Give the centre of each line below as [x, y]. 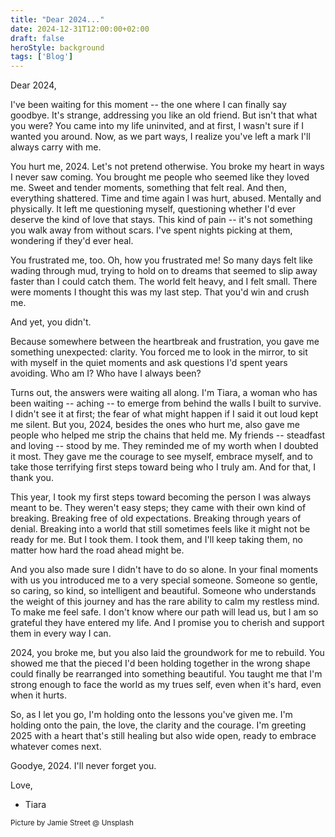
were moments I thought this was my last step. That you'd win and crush [160, 292]
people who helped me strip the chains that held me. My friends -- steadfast [168, 435]
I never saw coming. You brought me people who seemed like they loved [160, 177]
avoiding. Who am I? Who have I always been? [106, 373]
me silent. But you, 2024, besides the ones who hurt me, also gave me [155, 425]
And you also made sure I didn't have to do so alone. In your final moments [164, 570]
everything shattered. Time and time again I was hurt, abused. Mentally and [166, 198]
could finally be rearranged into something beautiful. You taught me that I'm [166, 674]
